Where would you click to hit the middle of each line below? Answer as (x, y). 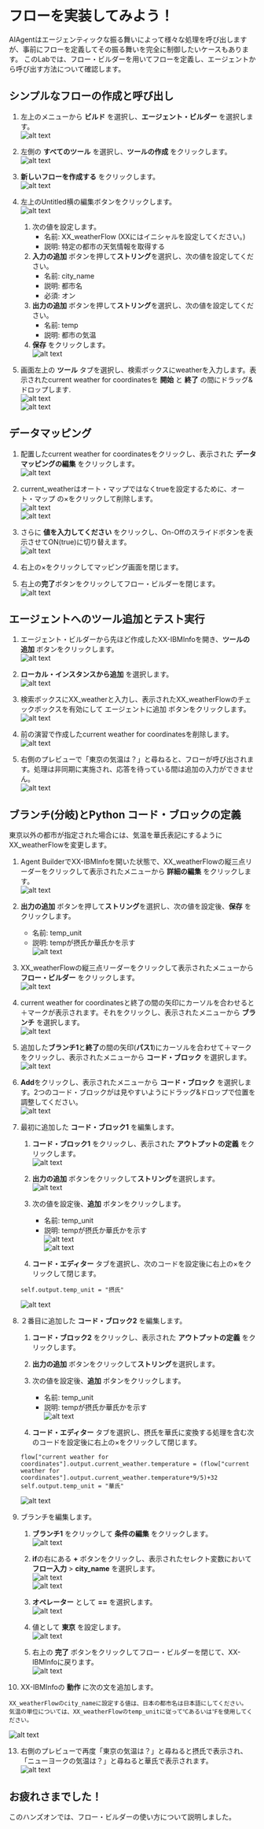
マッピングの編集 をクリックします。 (80, 463)
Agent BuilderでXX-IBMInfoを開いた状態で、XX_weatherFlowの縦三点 (133, 861)
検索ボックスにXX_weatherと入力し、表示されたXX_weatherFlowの (129, 699)
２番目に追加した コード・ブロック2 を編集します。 (103, 1321)
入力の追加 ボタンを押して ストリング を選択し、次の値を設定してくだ (143, 256)
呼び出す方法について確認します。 (70, 68)
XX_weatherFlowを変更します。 (60, 845)
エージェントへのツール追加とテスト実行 (107, 619)
